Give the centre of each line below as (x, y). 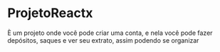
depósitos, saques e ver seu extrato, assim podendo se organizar (103, 40)
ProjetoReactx (50, 13)
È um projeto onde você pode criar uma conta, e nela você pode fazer (110, 33)
